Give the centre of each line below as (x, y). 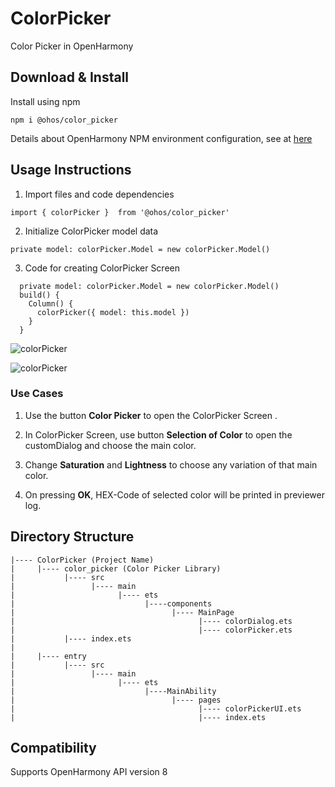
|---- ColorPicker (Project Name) (82, 560)
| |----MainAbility (113, 691)
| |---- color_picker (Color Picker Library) (116, 568)
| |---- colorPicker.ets (151, 630)
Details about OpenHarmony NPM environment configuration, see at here (161, 138)
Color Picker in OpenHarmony (72, 46)
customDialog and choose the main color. (110, 445)
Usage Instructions (71, 170)
